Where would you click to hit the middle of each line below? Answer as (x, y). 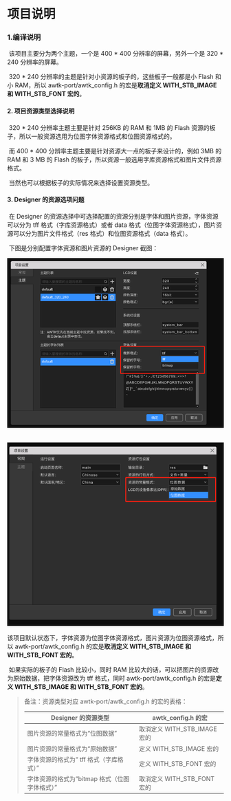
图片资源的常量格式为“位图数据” (72, 734)
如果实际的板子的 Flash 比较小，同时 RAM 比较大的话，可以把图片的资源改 (114, 669)
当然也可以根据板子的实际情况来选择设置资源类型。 (81, 182)
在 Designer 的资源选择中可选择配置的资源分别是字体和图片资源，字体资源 (113, 216)
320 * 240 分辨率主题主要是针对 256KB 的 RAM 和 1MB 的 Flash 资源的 (109, 127)
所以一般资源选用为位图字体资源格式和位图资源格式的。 (97, 136)
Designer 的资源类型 (80, 718)
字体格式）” (42, 787)
